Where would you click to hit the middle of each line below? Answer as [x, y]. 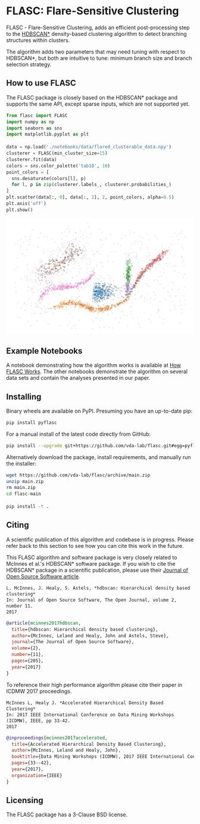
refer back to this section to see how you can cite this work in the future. [95, 546]
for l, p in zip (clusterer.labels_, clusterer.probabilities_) [91, 185]
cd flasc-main [24, 494]
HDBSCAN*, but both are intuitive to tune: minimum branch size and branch [99, 58]
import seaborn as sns [34, 128]
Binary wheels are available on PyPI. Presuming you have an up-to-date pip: [99, 411]
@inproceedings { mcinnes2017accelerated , [57, 738]
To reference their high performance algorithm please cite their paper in [94, 684]
